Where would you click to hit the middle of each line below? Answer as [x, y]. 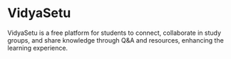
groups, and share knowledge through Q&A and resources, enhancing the [116, 40]
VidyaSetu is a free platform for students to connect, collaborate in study [114, 33]
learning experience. [38, 48]
